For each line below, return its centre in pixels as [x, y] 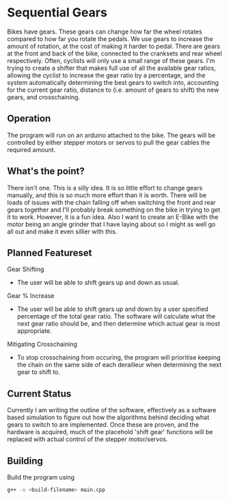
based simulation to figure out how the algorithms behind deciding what [108, 417]
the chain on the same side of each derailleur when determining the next [119, 365]
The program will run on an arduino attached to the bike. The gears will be [111, 135]
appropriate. [35, 331]
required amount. [31, 149]
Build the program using [41, 477]
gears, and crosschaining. [44, 97]
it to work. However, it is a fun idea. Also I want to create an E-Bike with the [113, 216]
